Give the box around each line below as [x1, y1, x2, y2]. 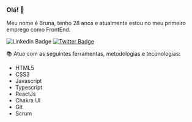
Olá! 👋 [6, 6, 24, 14]
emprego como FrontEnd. [6, 26, 71, 33]
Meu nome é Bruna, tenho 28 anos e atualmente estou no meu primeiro [6, 20, 186, 27]
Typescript [15, 84, 43, 91]
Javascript [15, 77, 42, 85]
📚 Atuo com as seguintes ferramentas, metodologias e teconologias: [6, 50, 181, 58]
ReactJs [15, 90, 36, 97]
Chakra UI [15, 97, 41, 104]
